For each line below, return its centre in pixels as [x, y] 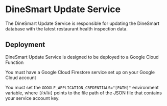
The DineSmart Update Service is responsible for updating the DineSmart [82, 23]
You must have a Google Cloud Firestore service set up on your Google [80, 72]
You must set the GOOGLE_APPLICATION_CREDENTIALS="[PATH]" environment [82, 87]
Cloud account [21, 78]
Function [15, 62]
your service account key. [32, 98]
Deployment [25, 45]
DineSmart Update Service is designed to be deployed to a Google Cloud [82, 57]
